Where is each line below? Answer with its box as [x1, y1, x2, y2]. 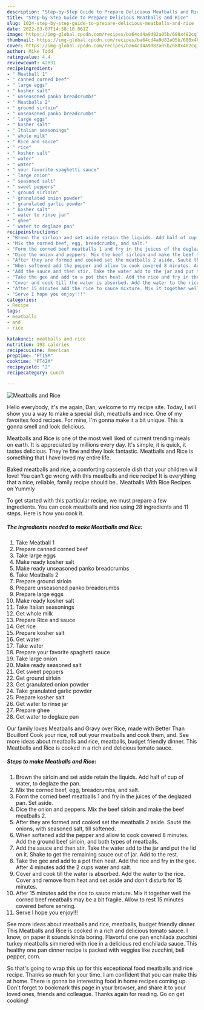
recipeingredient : [7, 65, 53, 72]
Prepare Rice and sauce [15, 616, 76, 623]
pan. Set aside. [15, 799, 53, 806]
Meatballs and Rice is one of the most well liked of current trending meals [7, 435, 190, 442]
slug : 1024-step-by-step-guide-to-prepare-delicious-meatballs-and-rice [7, 20, 194, 26]
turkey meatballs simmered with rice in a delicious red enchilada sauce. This [7, 940, 197, 947]
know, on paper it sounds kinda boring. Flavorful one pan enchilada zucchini [7, 933, 197, 941]
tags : [7, 308, 21, 314]
